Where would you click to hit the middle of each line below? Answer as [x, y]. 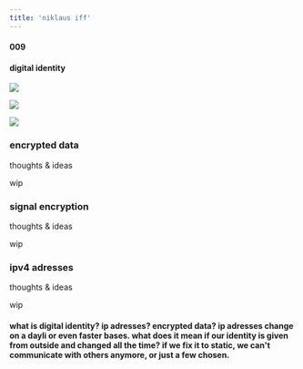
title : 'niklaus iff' [50, 18]
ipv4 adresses [42, 267]
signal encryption [49, 206]
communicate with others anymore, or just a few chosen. [120, 354]
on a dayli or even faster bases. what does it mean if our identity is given [149, 335]
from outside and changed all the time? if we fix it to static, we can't [140, 345]
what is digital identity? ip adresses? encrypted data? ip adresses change [151, 325]
